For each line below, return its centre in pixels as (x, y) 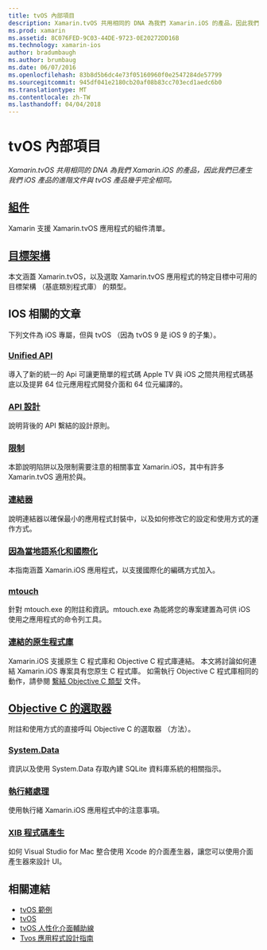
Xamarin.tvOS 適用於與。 (49, 477)
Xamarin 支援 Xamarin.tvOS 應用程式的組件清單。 (89, 228)
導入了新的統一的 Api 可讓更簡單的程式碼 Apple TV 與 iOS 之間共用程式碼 (128, 374)
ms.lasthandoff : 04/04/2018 (55, 104)
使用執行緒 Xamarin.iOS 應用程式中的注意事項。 (86, 810)
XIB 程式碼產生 (37, 832)
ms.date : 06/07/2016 (43, 68)
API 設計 (24, 406)
